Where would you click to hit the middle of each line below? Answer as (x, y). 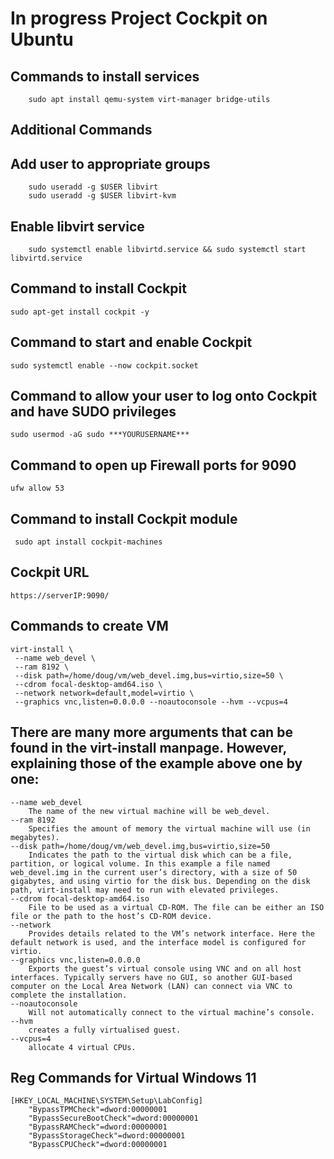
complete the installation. (69, 995)
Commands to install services (105, 76)
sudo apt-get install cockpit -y (80, 312)
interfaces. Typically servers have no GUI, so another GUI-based (151, 977)
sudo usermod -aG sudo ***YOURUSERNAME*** (100, 435)
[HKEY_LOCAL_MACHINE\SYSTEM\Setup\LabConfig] (106, 1101)
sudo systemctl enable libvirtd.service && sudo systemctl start (167, 250)
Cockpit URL (50, 572)
